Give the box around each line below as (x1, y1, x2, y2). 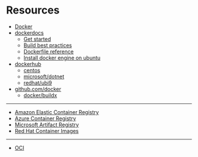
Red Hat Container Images (14, 127, 79, 134)
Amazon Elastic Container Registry (14, 108, 99, 115)
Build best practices (23, 42, 72, 49)
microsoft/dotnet (23, 73, 65, 80)
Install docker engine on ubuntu (23, 54, 101, 61)
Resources (6, 4, 60, 17)
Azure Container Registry (14, 115, 77, 122)
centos (23, 66, 41, 74)
